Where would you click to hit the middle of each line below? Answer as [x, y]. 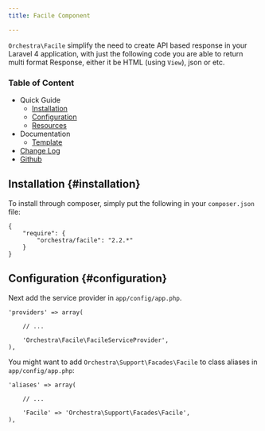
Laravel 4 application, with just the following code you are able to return [126, 53]
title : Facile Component [49, 16]
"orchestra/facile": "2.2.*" [85, 240]
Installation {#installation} [74, 184]
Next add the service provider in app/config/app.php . [95, 297]
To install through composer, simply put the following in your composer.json [131, 203]
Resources [49, 125]
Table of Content [41, 83]
